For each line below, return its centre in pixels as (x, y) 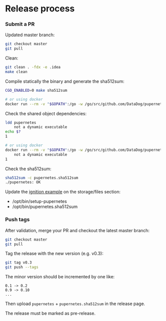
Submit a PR (20, 24)
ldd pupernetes (21, 123)
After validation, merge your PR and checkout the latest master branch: (77, 230)
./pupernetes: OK (23, 182)
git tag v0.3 (19, 263)
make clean (16, 72)
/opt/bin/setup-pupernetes (40, 201)
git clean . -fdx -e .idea (33, 67)
